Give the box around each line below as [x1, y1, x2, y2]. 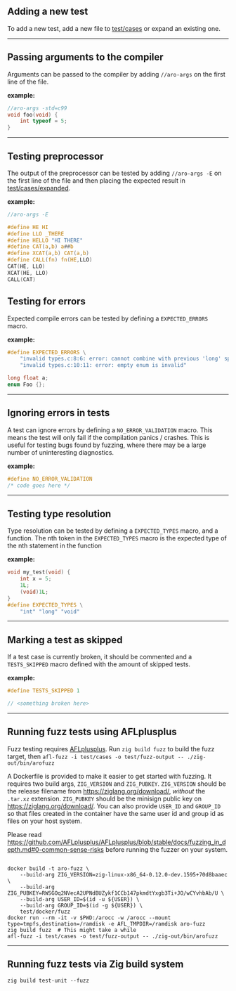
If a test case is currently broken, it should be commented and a [7, 653, 192, 661]
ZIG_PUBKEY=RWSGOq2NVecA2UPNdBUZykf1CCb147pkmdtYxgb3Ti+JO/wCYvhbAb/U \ [7, 889, 225, 897]
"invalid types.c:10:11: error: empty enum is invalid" [20, 362, 188, 369]
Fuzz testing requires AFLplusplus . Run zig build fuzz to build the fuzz [7, 744, 215, 753]
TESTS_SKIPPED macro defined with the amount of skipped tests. [7, 660, 191, 668]
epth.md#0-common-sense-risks [7, 845, 104, 853]
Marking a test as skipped [7, 634, 123, 646]
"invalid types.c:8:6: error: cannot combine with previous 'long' [20, 355, 221, 363]
